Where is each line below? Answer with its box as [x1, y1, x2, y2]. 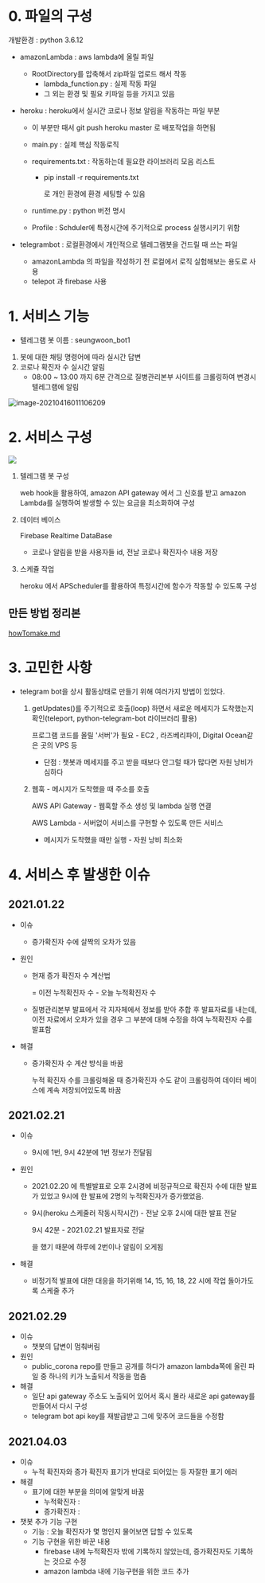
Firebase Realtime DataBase [19, 530, 113, 540]
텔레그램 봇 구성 [19, 471, 69, 480]
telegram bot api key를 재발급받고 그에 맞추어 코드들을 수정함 [31, 1411, 224, 1421]
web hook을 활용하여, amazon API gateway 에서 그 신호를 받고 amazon [19, 487, 247, 498]
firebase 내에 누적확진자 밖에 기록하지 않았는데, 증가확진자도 [43, 1546, 232, 1556]
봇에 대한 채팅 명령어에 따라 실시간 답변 [19, 352, 142, 362]
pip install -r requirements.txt [43, 172, 139, 182]
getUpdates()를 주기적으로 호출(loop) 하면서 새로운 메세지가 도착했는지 [31, 703, 255, 713]
